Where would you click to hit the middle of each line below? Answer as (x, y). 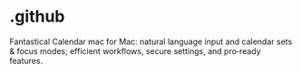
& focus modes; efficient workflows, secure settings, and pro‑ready (135, 50)
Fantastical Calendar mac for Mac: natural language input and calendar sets (151, 41)
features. (26, 60)
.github (37, 17)
